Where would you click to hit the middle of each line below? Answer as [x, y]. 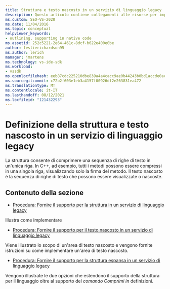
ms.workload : [19, 67]
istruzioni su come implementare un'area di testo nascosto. [67, 250]
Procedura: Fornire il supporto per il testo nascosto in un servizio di [83, 230]
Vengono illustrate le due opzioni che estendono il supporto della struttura [82, 276]
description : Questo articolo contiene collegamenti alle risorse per [81, 15]
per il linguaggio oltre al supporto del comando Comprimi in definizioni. [79, 281]
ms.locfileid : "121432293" [34, 100]
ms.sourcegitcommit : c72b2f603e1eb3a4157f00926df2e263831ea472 [73, 81]
